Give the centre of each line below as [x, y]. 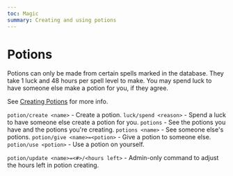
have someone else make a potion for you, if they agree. [88, 88]
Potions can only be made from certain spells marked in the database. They [115, 73]
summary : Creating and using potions [62, 20]
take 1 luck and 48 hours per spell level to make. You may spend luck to [110, 81]
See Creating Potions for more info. [58, 102]
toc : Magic [23, 14]
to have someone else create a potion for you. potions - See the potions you [116, 123]
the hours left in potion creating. [53, 165]
